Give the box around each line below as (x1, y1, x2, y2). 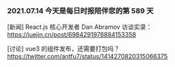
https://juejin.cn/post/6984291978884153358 (7, 31, 136, 39)
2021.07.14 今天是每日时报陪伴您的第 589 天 (7, 5, 154, 15)
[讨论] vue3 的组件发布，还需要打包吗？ (7, 44, 121, 53)
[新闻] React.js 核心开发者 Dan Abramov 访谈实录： (7, 23, 153, 31)
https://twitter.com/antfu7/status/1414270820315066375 (7, 53, 168, 61)
